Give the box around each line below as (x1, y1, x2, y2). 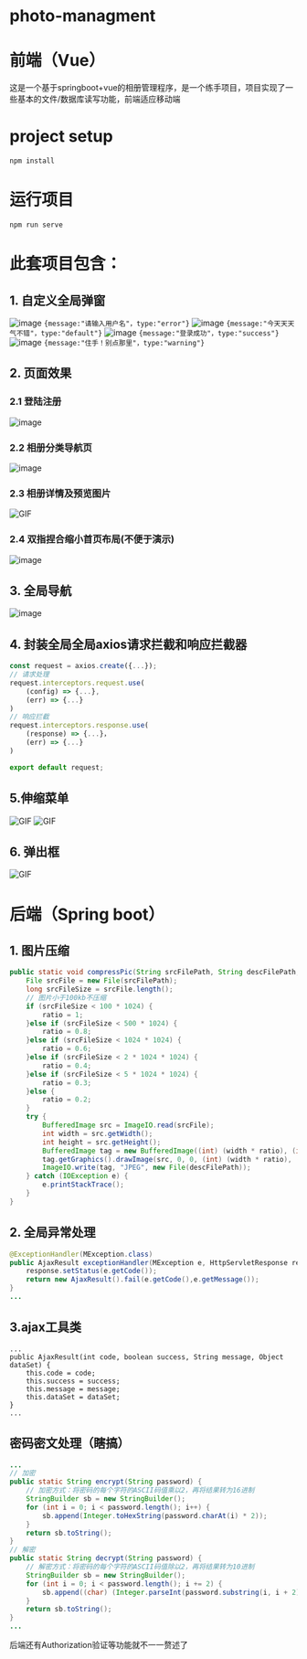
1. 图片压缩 (9, 942, 70, 958)
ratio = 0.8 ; (42, 1027, 92, 1037)
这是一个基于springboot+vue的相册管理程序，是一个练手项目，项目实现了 (9, 82, 286, 93)
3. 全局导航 (9, 582, 72, 599)
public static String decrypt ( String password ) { (9, 1554, 203, 1563)
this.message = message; (26, 1384, 121, 1394)
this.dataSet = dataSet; (26, 1392, 121, 1401)
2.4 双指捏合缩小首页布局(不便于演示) (9, 533, 175, 546)
